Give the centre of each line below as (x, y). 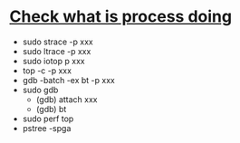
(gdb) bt (51, 109)
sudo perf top (48, 119)
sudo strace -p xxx (58, 42)
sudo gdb (40, 90)
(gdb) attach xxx (67, 99)
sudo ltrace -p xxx (57, 51)
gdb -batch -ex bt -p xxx (68, 80)
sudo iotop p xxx (53, 61)
